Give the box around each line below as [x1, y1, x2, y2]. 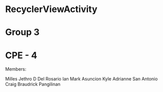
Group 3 [5, 27, 40, 38]
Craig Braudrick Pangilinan [5, 81, 61, 87]
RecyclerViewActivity [5, 4, 98, 15]
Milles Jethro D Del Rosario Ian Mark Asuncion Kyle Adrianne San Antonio [5, 76, 158, 82]
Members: [5, 66, 27, 72]
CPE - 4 [5, 49, 38, 61]
